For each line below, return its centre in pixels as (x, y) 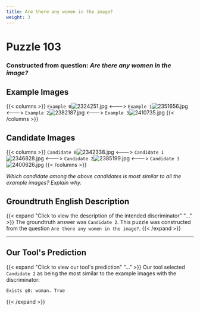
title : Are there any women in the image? (60, 12)
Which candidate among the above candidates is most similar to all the (94, 176)
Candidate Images (41, 138)
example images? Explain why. (44, 183)
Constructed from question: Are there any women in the (89, 65)
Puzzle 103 (34, 47)
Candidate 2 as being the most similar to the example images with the (91, 273)
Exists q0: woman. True (36, 290)
